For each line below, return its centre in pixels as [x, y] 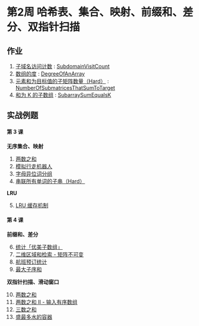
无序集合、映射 [25, 146]
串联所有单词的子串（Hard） [50, 181]
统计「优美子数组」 [39, 247]
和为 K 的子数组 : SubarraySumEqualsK [63, 95]
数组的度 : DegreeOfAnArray [50, 74]
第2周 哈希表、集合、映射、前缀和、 [95, 12]
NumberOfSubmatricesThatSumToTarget [65, 88]
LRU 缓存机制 [32, 205]
